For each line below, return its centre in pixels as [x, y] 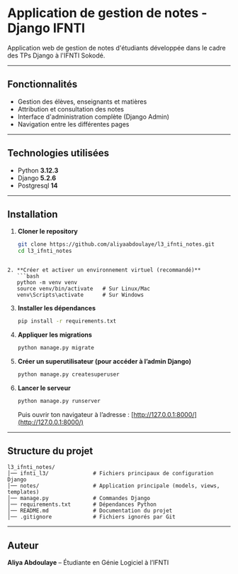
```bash [28, 276]
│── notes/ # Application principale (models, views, [114, 486]
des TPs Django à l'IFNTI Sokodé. [56, 55]
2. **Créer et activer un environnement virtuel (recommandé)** [104, 270]
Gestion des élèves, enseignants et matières [82, 102]
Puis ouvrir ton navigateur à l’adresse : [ [75, 414]
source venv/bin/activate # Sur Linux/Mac [84, 289]
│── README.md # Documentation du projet [90, 511]
